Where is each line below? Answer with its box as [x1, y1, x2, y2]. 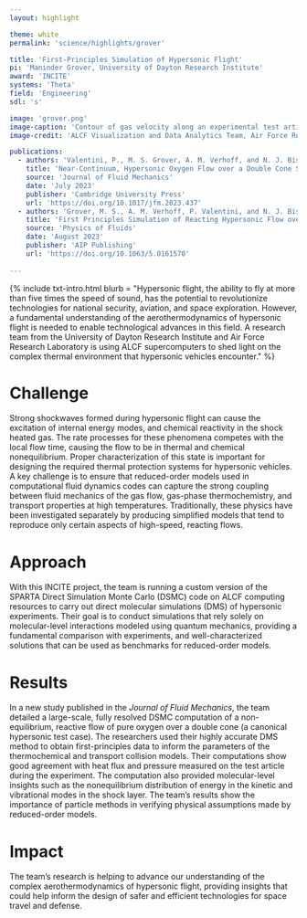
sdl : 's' [9, 97, 43, 106]
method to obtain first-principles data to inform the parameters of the [9, 741, 270, 752]
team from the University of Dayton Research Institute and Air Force [9, 331, 265, 343]
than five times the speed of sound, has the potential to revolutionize [9, 292, 268, 303]
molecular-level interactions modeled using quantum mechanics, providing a [9, 620, 298, 631]
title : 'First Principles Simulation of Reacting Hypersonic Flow [26, 216, 284, 225]
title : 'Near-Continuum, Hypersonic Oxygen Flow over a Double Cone [26, 164, 292, 174]
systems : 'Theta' [9, 80, 76, 90]
